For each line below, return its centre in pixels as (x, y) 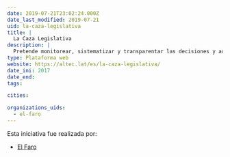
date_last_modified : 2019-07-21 (53, 20)
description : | (29, 45)
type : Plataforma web (38, 58)
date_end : (21, 77)
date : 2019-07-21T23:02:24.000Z (53, 13)
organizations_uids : (37, 108)
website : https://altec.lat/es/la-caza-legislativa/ (84, 64)
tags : (15, 83)
